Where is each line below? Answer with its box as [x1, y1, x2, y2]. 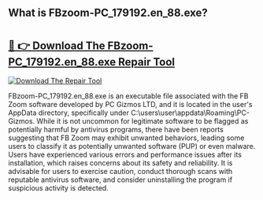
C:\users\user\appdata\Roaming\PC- [131, 108, 250, 117]
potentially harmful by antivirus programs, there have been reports [8, 125, 224, 134]
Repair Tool [117, 55, 176, 69]
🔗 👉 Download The [8, 39, 106, 52]
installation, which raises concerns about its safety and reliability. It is [8, 158, 233, 168]
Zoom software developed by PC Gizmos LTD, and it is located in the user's [8, 100, 254, 109]
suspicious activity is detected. [8, 183, 109, 192]
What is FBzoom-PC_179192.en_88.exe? [8, 6, 209, 20]
